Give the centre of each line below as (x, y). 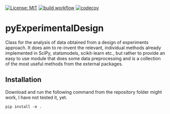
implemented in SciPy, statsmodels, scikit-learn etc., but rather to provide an (85, 53)
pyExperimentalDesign (55, 28)
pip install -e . (24, 106)
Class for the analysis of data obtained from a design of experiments (77, 42)
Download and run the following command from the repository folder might (84, 92)
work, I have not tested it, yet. (36, 97)
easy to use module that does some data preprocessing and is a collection (83, 58)
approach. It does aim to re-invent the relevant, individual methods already (83, 48)
